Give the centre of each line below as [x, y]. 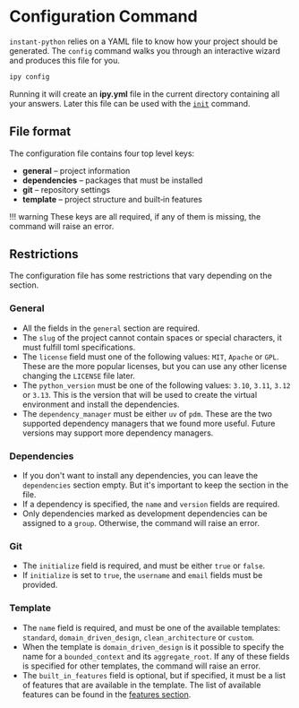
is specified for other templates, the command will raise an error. [141, 666]
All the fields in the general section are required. [111, 328]
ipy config [30, 77]
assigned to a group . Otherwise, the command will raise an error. [141, 523]
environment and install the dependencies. [101, 404]
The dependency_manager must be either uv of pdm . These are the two [147, 413]
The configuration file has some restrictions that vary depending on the [141, 276]
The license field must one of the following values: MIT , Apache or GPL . [150, 357]
